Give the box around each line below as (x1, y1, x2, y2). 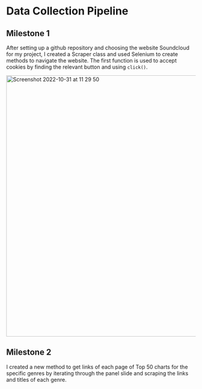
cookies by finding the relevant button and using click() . (6, 63, 148, 70)
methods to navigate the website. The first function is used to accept (6, 57, 177, 64)
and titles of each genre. (6, 376, 67, 383)
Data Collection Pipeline (6, 4, 129, 18)
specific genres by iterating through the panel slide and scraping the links (6, 369, 189, 377)
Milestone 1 (6, 28, 50, 39)
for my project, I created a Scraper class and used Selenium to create (6, 51, 179, 58)
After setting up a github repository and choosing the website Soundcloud (6, 44, 189, 51)
